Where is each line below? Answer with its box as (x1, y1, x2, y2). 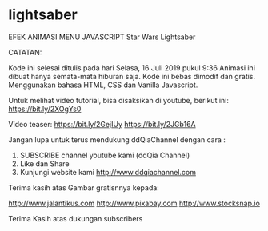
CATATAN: (8, 47, 42, 57)
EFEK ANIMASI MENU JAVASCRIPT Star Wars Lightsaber (8, 32, 196, 42)
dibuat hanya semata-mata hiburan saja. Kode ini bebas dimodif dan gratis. (8, 71, 256, 81)
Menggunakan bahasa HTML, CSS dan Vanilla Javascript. (8, 80, 198, 90)
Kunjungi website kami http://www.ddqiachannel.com (19, 167, 196, 177)
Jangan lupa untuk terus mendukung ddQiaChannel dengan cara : (8, 134, 226, 145)
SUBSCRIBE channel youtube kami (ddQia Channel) (19, 150, 190, 160)
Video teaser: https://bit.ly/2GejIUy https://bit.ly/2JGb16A (8, 119, 196, 129)
